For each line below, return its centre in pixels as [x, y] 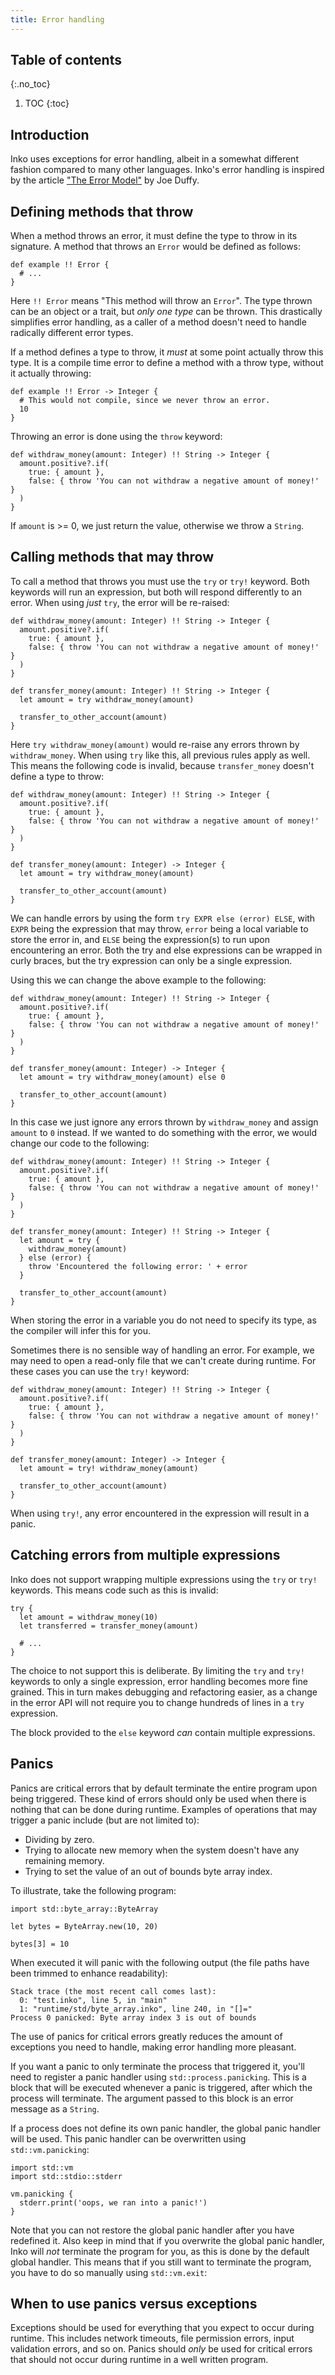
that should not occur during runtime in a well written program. [139, 2360]
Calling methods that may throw [112, 557]
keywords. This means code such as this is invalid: [114, 1590]
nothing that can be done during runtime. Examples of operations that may [164, 1809]
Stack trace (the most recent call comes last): [113, 1991]
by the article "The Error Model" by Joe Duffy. [105, 180]
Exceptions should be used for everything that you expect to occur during [162, 2328]
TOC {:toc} [47, 103]
